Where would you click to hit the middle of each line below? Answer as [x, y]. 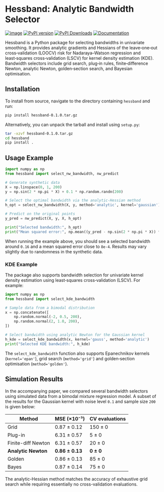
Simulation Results [34, 379]
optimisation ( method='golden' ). [37, 364]
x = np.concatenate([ [27, 312]
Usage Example [29, 158]
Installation [22, 89]
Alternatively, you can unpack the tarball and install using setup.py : [72, 124]
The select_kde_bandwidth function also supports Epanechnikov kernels [77, 353]
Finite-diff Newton [29, 443]
